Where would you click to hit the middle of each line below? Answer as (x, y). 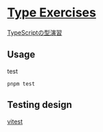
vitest (15, 121)
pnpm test (21, 84)
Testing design (39, 105)
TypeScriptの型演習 (35, 32)
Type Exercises (51, 13)
